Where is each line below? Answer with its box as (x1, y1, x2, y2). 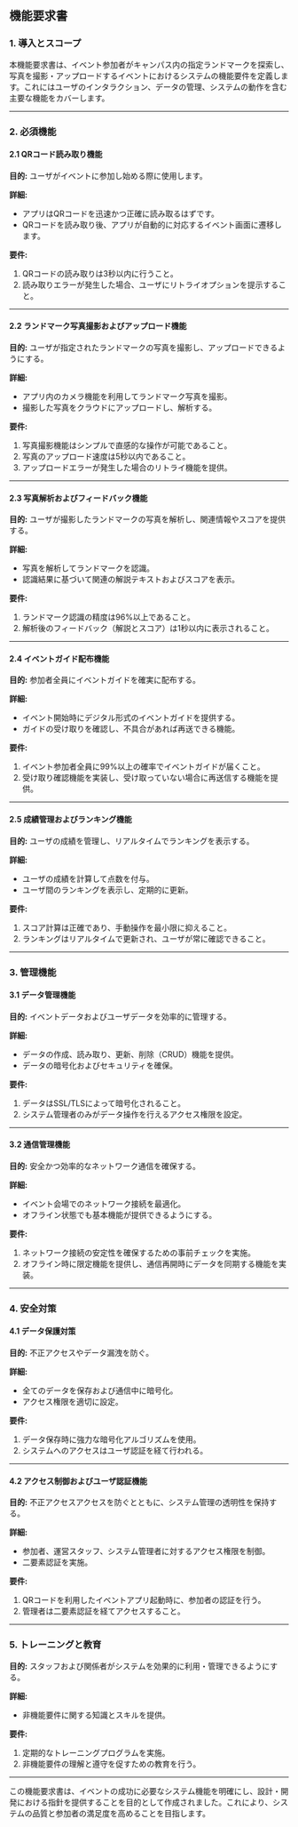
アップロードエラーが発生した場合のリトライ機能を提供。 (21, 462, 232, 473)
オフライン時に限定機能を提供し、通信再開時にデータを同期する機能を (21, 1258, 279, 1269)
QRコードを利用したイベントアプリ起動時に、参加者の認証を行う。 (21, 1595, 266, 1606)
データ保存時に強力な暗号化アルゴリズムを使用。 (21, 1434, 201, 1445)
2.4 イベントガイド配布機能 (9, 653, 110, 664)
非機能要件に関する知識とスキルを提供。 (21, 1710, 170, 1720)
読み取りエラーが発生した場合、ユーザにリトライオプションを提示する (21, 279, 279, 290)
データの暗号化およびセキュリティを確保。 (21, 1060, 177, 1070)
